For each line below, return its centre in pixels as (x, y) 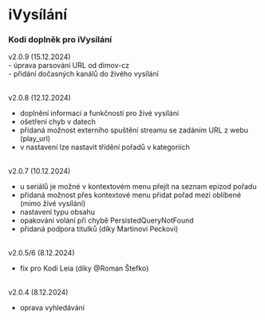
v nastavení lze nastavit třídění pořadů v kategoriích (105, 147)
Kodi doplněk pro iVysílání (60, 40)
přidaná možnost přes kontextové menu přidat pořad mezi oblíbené (131, 195)
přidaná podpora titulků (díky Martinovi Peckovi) (99, 229)
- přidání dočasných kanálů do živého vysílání (84, 74)
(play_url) (35, 139)
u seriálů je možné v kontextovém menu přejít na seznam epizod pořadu (138, 187)
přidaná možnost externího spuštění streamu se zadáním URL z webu (134, 130)
